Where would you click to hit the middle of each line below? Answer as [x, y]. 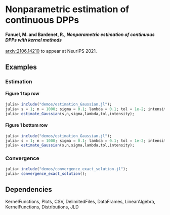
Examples [21, 67]
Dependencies [29, 189]
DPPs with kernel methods [34, 40]
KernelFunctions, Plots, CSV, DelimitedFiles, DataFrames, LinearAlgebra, [80, 202]
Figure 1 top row [22, 94]
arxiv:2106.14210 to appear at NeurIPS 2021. [51, 51]
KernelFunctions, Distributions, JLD [42, 207]
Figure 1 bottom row [27, 125]
